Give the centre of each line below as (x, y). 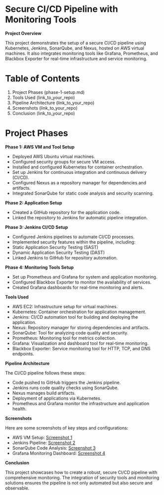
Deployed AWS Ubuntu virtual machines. (54, 156)
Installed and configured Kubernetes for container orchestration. (78, 167)
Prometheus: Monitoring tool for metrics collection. (64, 338)
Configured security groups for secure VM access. (64, 162)
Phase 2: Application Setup (34, 203)
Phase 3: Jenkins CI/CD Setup (37, 227)
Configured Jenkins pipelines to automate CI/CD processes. (73, 237)
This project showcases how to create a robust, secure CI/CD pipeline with (81, 472)
